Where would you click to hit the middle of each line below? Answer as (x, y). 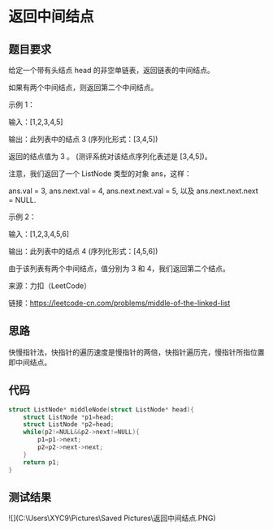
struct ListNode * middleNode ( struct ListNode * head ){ (102, 409)
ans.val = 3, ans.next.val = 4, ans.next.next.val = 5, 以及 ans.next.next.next (133, 191)
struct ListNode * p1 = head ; (69, 417)
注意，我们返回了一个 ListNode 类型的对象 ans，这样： (100, 174)
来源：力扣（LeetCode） (50, 286)
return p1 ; (41, 462)
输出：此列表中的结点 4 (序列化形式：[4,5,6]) (83, 251)
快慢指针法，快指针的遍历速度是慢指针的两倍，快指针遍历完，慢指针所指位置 (136, 352)
